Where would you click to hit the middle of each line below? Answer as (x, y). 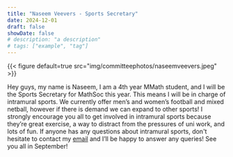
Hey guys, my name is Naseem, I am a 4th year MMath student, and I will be (116, 87)
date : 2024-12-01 (32, 20)
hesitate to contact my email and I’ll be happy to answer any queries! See (112, 139)
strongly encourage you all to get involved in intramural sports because (109, 117)
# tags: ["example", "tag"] (48, 46)
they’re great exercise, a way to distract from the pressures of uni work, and (116, 124)
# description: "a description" (54, 40)
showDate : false (31, 33)
